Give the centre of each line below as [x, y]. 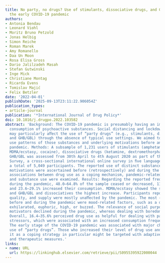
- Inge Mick [17, 74]
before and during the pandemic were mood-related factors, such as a [83, 202]
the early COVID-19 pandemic [39, 14]
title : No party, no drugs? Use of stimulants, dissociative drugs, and [81, 10]
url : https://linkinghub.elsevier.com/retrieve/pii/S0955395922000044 [83, 253]
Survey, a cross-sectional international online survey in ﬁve [75, 161]
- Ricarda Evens [22, 83]
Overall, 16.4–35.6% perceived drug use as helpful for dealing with [82, 216]
